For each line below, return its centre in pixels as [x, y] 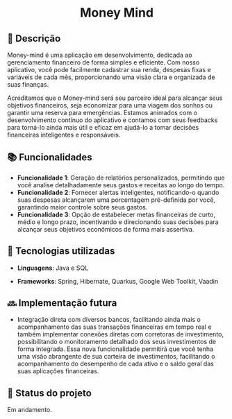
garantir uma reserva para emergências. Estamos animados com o [102, 113]
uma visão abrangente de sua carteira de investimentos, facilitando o [116, 357]
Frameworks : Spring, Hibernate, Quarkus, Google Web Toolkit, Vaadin [118, 281]
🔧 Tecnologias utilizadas [61, 251]
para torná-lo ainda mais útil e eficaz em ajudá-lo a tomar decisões [103, 127]
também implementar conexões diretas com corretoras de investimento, [121, 334]
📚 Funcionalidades [50, 157]
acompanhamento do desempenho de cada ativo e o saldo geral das [115, 364]
